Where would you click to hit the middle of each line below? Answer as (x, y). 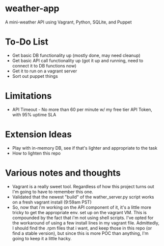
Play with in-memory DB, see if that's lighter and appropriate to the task (85, 148)
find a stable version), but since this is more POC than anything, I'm (80, 233)
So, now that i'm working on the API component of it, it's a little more (82, 207)
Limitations (28, 96)
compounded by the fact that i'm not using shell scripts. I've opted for (83, 218)
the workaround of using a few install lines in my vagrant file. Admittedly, (86, 223)
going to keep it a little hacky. (42, 238)
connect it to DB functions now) (44, 66)
